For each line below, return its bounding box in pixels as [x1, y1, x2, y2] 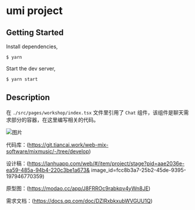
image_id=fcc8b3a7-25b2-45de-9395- [90, 166, 186, 174]
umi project [6, 4, 63, 18]
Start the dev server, [6, 65, 56, 72]
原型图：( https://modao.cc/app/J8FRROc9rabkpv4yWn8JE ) [6, 185, 151, 192]
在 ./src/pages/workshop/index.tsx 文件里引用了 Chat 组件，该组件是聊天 [6, 109, 184, 116]
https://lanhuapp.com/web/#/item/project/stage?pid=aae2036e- [28, 160, 185, 167]
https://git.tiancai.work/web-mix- [28, 141, 109, 148]
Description [6, 93, 50, 103]
